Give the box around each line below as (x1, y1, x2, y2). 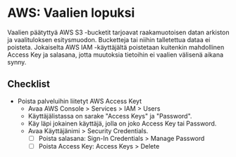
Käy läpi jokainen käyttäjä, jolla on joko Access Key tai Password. (27, 119, 217, 128)
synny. (7, 57, 27, 66)
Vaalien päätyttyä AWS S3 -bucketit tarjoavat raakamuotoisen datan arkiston (7, 28, 230, 36)
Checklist (7, 78, 51, 90)
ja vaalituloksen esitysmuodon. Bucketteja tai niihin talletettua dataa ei (7, 35, 211, 43)
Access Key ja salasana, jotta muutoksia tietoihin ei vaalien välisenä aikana (7, 50, 224, 59)
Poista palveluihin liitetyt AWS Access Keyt (17, 97, 142, 105)
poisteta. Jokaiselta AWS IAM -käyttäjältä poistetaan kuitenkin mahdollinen (7, 43, 225, 51)
